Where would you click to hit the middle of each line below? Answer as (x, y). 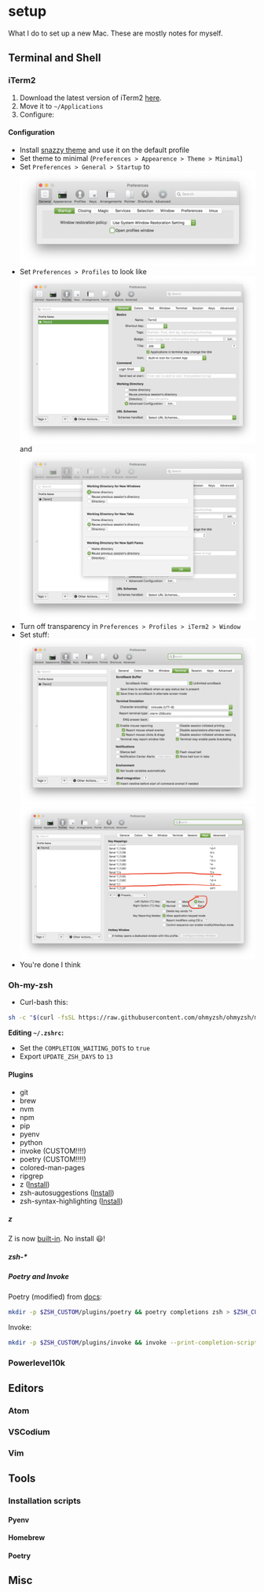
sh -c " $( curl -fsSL (42, 1018)
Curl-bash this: (44, 1002)
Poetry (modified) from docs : (55, 1296)
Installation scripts (44, 1501)
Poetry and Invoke (38, 1277)
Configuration (31, 132)
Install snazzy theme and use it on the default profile (104, 150)
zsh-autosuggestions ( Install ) (67, 1192)
